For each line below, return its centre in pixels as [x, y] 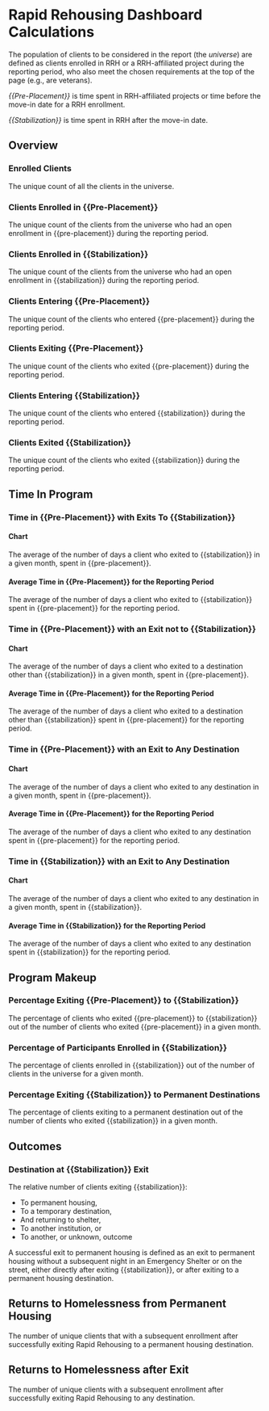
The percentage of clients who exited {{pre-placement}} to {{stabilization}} [133, 1018]
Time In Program [51, 494]
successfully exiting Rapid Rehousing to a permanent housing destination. [131, 1344]
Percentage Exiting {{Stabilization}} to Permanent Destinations [134, 1095]
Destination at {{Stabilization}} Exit [79, 1169]
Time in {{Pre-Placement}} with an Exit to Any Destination [124, 749]
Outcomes [35, 1146]
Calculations [52, 32]
